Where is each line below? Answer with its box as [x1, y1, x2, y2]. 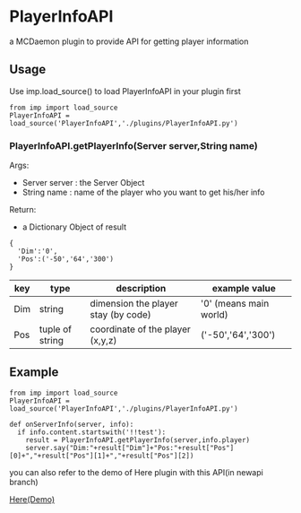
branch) [9, 476, 39, 487]
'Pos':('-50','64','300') [17, 255, 115, 264]
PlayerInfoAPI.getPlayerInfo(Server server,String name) [9, 139, 258, 152]
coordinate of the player [90, 323, 191, 335]
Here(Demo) [9, 493, 56, 504]
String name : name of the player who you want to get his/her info [21, 187, 265, 198]
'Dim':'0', [17, 247, 58, 256]
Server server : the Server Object [21, 178, 145, 188]
